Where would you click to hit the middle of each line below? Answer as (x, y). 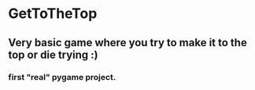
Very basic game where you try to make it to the (128, 43)
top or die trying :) (53, 54)
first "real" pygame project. (62, 77)
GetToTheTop (53, 14)
